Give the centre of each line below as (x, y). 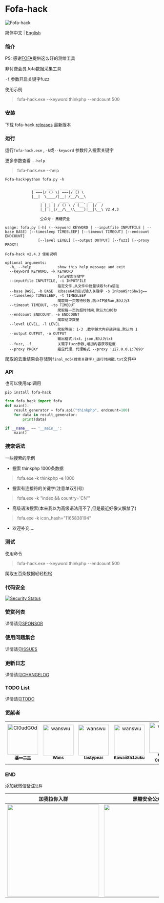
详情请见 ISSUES (21, 649)
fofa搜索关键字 (71, 276)
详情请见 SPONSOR (24, 623)
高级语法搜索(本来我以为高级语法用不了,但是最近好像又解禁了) (74, 508)
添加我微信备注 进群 (24, 785)
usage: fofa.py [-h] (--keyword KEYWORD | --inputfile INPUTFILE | (75, 227)
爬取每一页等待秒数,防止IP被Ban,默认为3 (93, 301)
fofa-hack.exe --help (38, 170)
